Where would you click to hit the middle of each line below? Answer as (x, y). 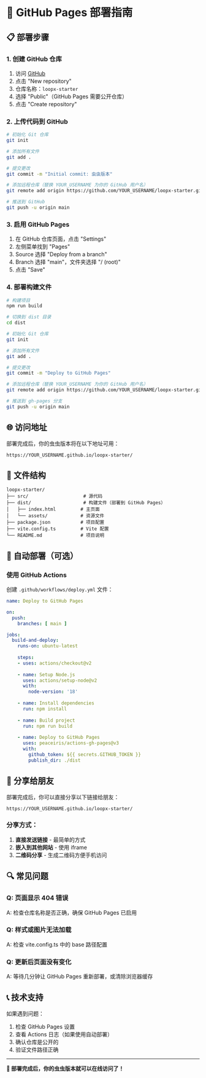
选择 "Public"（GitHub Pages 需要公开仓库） (71, 96)
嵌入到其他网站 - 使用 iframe (51, 847)
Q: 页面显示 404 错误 (37, 898)
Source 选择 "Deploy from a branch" (61, 254)
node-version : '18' (53, 692)
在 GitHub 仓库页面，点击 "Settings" (61, 239)
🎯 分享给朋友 (30, 781)
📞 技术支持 (25, 998)
